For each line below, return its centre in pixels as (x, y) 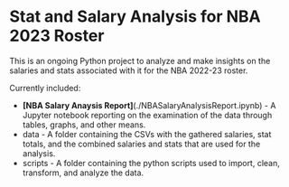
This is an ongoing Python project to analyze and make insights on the (140, 61)
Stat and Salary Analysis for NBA (135, 17)
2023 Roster (57, 36)
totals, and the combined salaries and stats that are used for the (141, 144)
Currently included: (45, 88)
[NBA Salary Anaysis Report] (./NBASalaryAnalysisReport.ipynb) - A (149, 105)
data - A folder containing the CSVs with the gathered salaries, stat (147, 134)
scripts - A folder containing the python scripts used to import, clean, (151, 163)
